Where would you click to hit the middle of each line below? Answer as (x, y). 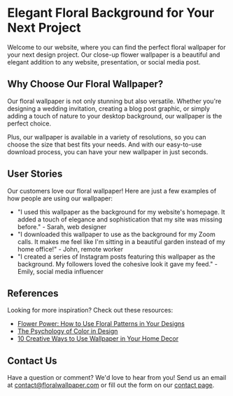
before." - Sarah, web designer (62, 226)
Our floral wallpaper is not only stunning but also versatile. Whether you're (114, 101)
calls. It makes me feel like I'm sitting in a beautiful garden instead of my (121, 241)
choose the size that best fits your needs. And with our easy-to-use (105, 144)
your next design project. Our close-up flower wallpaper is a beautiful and (114, 55)
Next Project (44, 28)
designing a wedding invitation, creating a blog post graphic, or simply (108, 108)
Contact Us (32, 361)
